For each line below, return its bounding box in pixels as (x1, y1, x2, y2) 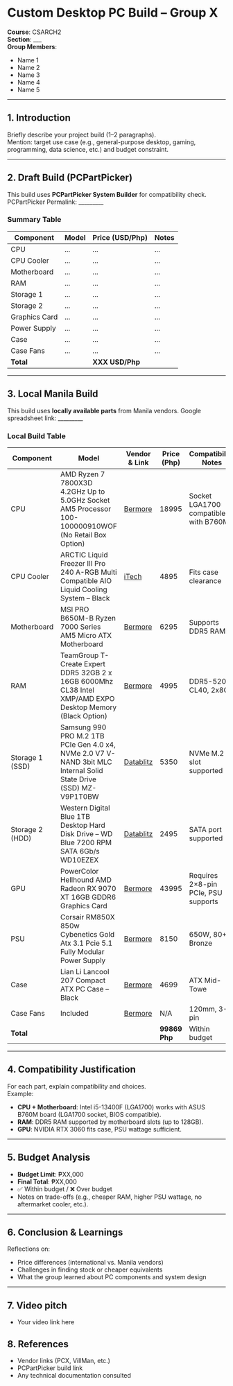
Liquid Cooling (60, 584, 107, 594)
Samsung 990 (60, 722, 107, 732)
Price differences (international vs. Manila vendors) (17, 1258, 164, 1267)
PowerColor (60, 866, 99, 876)
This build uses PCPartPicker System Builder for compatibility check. (7, 190, 207, 198)
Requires (189, 870, 218, 880)
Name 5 (17, 85, 40, 94)
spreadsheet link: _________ (7, 414, 83, 422)
